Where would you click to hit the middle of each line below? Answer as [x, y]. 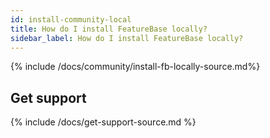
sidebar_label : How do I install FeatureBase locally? [127, 38]
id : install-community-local [71, 19]
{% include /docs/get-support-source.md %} [103, 122]
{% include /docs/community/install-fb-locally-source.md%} [135, 67]
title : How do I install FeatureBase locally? [109, 29]
